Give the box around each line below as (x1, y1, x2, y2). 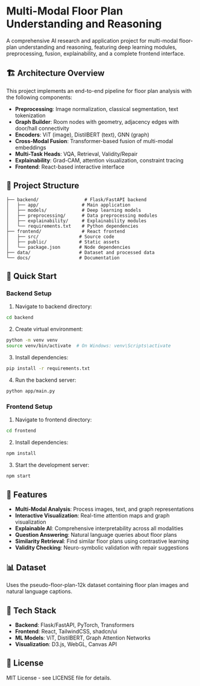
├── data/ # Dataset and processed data (6, 249, 155, 255)
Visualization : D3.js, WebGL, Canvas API (14, 640, 117, 647)
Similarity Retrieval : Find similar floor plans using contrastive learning (14, 537, 189, 545)
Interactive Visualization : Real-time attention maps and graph (14, 512, 170, 519)
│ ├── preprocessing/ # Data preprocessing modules (6, 213, 158, 219)
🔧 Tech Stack (6, 605, 57, 615)
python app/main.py (6, 388, 55, 394)
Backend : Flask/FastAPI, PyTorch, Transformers (14, 621, 134, 629)
